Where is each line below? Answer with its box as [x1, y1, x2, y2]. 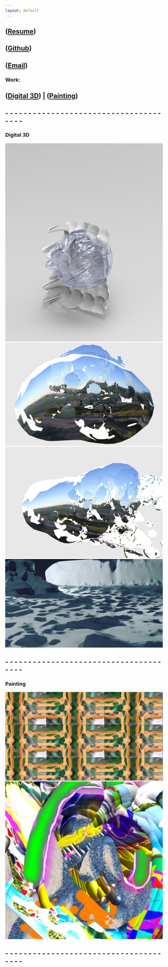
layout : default [5, 8, 39, 13]
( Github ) [5, 44, 32, 53]
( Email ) [5, 61, 28, 70]
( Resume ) [5, 28, 36, 36]
